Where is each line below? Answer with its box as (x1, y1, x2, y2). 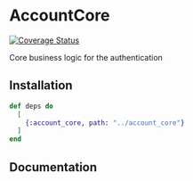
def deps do (9, 102, 53, 111)
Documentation (9, 160, 98, 175)
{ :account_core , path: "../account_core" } (25, 118, 185, 128)
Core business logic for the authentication (9, 52, 163, 62)
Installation (9, 78, 73, 94)
